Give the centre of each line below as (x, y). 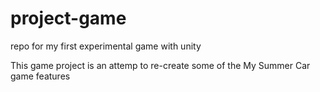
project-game (68, 18)
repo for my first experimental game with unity (106, 46)
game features (40, 76)
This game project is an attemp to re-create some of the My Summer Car (160, 65)
